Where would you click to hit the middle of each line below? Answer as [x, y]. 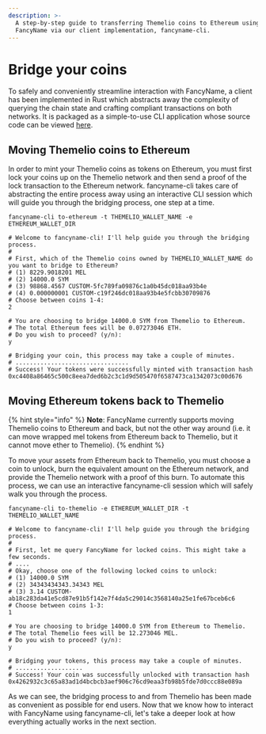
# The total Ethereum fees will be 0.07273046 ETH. [95, 328]
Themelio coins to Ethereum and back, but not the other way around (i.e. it [129, 428]
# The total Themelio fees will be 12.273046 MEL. [93, 633]
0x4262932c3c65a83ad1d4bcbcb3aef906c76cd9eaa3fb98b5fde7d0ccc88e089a [125, 682]
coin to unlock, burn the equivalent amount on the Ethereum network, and [129, 469]
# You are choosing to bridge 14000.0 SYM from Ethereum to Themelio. [127, 626]
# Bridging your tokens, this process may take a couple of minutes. [125, 661]
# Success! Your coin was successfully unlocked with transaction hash [129, 675]
